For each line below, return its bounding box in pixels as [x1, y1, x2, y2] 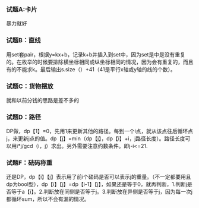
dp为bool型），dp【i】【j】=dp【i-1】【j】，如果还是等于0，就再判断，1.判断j [6, 181, 188, 188]
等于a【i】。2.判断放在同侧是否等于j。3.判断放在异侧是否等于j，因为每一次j [11, 188, 193, 196]
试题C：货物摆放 [6, 82, 53, 90]
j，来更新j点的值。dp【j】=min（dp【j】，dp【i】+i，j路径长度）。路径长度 [6, 135, 185, 142]
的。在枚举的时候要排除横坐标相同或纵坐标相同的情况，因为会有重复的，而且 [6, 58, 194, 65]
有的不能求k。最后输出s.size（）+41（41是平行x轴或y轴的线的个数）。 [6, 65, 176, 73]
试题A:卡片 [6, 5, 37, 13]
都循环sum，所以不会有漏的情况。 [6, 196, 90, 203]
